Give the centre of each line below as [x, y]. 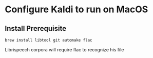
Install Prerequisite [36, 28]
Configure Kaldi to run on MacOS [76, 9]
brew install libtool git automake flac [49, 40]
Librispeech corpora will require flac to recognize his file [64, 50]
